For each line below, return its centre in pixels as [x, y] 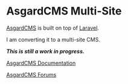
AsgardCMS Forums [31, 74]
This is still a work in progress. [45, 51]
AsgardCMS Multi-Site [64, 11]
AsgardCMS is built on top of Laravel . [53, 28]
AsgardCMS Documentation [41, 63]
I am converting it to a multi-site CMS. [53, 39]
